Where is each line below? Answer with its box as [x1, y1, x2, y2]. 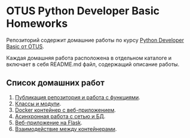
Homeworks [6, 17, 68, 30]
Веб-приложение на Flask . [14, 119, 82, 126]
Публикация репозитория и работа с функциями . [14, 93, 140, 101]
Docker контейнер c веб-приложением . [14, 106, 117, 114]
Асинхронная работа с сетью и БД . [14, 112, 106, 120]
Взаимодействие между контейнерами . [14, 125, 117, 132]
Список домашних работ [6, 78, 105, 88]
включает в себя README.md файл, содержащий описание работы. [6, 61, 180, 68]
